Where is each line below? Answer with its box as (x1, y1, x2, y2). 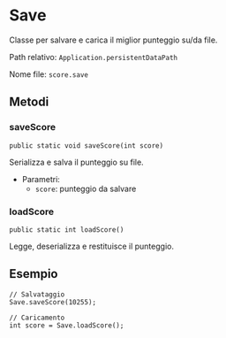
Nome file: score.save (9, 68, 88, 80)
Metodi (9, 95, 49, 110)
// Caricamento (9, 313, 65, 322)
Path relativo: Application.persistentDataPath (9, 51, 178, 62)
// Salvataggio (9, 289, 65, 299)
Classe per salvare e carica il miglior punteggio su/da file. (9, 35, 218, 45)
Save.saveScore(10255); (9, 297, 97, 306)
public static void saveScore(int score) (9, 141, 164, 150)
